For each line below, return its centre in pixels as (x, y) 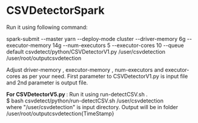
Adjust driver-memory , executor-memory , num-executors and (85, 69)
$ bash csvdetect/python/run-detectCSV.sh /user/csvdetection (85, 101)
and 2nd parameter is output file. (47, 83)
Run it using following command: (47, 27)
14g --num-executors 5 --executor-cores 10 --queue (118, 45)
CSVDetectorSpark (55, 11)
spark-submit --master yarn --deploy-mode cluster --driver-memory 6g (96, 39)
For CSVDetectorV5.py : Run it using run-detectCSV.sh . (77, 94)
